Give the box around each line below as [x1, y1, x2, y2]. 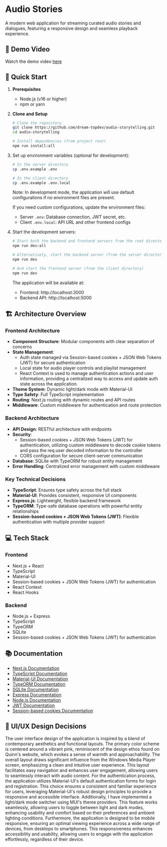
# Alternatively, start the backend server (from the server [12, 252, 142, 258]
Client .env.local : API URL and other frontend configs [19, 219, 131, 225]
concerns [12, 344, 32, 350]
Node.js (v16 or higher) [19, 96, 67, 102]
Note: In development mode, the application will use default [12, 189, 135, 195]
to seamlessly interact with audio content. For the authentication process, [5, 773, 156, 779]
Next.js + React [12, 563, 44, 569]
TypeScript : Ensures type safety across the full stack [12, 487, 122, 493]
